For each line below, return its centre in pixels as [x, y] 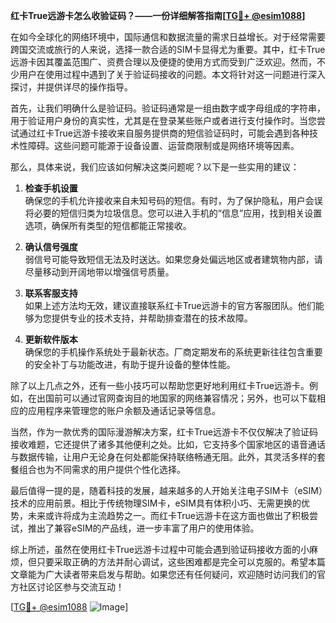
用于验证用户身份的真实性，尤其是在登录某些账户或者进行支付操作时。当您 [163, 120]
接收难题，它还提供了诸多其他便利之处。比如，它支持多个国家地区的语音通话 [168, 444]
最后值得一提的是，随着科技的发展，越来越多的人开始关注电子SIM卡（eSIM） [166, 490]
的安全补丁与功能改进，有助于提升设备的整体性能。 [130, 364]
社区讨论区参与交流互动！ [71, 587]
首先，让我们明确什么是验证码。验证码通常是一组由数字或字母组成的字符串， [168, 108]
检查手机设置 [51, 188]
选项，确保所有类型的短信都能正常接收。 [108, 225]
